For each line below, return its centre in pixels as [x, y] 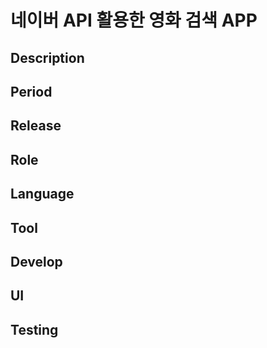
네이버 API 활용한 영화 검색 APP [134, 20]
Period [31, 91]
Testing [34, 329]
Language [42, 194]
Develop [36, 261]
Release [36, 126]
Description [47, 57]
